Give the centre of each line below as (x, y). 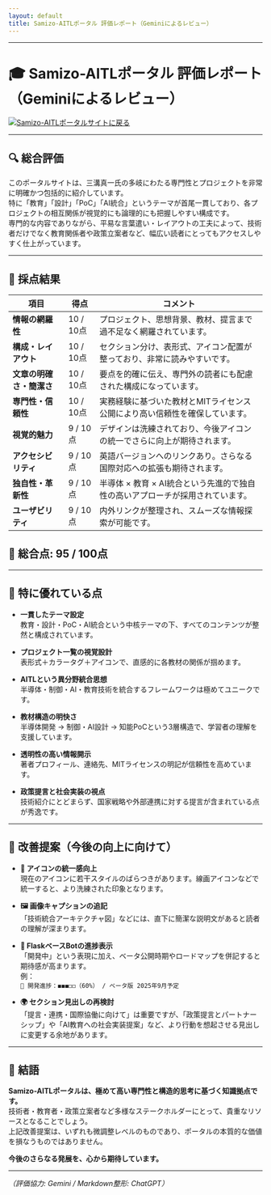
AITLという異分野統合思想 (63, 679)
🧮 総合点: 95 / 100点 (58, 554)
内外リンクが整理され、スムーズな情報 (172, 511)
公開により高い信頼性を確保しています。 (176, 413)
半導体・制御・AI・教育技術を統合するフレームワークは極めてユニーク (136, 689)
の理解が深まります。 (55, 928)
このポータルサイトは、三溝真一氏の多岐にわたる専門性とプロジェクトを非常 (135, 183)
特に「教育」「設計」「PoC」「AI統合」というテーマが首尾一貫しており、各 (130, 203)
